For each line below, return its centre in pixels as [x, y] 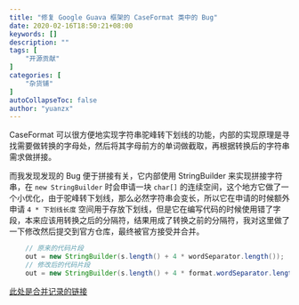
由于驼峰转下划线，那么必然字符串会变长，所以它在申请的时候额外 [169, 198]
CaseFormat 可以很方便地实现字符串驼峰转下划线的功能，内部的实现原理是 [145, 135]
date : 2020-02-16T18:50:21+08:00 [71, 26]
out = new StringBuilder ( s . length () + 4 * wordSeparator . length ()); [155, 257]
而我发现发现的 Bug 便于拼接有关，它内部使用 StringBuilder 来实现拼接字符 [146, 176]
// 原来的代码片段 [55, 249]
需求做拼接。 [32, 157]
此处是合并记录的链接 [48, 291]
